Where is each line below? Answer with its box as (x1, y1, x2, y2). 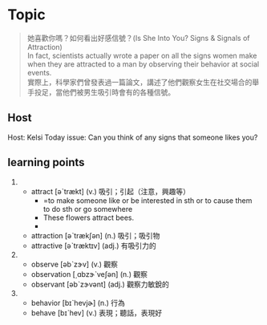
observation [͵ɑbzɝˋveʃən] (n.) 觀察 (30, 269, 148, 278)
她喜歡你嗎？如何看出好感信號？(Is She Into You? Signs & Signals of (26, 33, 250, 43)
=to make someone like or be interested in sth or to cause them (42, 195, 253, 205)
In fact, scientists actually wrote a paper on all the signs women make (26, 51, 257, 60)
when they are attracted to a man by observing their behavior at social (26, 59, 260, 69)
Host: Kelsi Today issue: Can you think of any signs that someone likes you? (7, 132, 258, 142)
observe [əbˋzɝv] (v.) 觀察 (30, 259, 118, 269)
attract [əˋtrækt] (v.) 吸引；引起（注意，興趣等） (30, 186, 190, 196)
